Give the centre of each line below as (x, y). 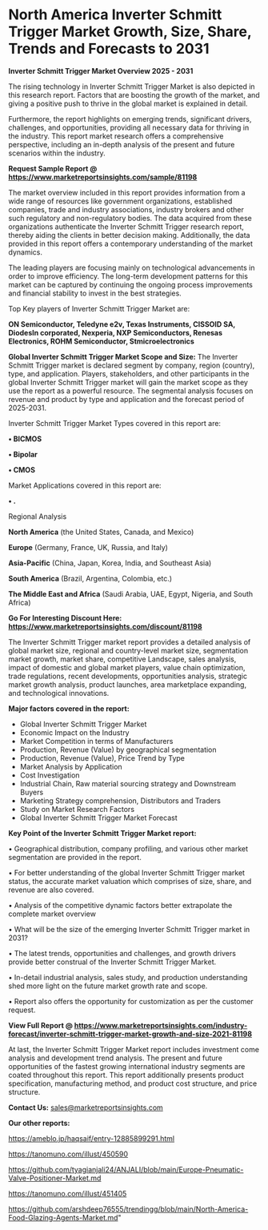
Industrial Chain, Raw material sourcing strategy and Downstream (128, 783)
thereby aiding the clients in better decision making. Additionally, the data (129, 235)
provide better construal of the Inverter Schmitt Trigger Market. (112, 962)
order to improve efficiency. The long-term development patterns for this (128, 276)
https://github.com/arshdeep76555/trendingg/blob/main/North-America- (128, 1209)
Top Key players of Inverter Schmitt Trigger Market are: (99, 308)
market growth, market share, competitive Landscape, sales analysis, (122, 659)
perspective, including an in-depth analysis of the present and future (122, 144)
